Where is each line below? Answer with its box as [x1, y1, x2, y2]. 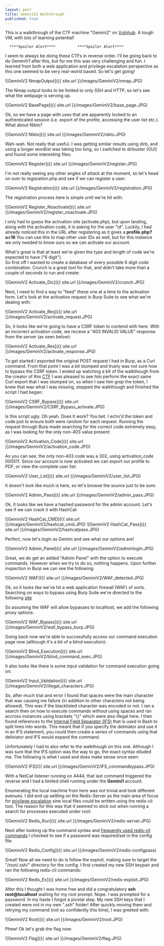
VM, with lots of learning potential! [5, 35, 74, 41]
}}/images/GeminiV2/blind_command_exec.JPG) [5, 654, 103, 660]
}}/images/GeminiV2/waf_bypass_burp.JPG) [5, 624, 94, 630]
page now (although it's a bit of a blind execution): [5, 639, 107, 645]
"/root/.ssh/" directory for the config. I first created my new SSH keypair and [5, 862, 159, 868]
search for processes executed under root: [5, 808, 92, 814]
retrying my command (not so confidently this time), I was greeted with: [5, 907, 149, 913]
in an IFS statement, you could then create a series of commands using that [5, 729, 158, 735]
